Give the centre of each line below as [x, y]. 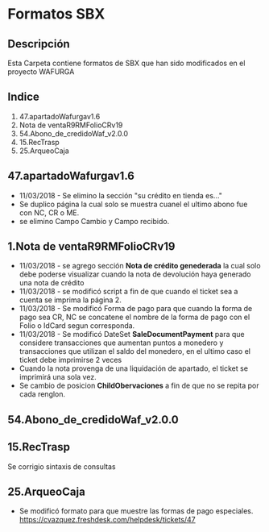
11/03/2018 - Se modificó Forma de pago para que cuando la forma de [136, 309]
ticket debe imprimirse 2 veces [70, 360]
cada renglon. [42, 394]
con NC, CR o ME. [49, 212]
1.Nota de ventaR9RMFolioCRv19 [91, 247]
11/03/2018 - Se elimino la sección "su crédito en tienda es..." [121, 195]
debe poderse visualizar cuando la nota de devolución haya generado [135, 274]
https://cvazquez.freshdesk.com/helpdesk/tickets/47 [107, 520]
